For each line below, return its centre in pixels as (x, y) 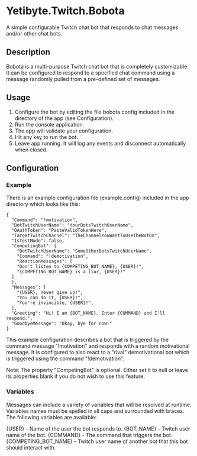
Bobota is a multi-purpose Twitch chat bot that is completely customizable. (98, 66)
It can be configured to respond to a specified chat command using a (91, 73)
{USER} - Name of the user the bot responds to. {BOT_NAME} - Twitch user (98, 428)
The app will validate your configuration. (64, 131)
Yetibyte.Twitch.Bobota (66, 11)
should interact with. (31, 447)
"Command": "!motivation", (45, 220)
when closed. (31, 150)
